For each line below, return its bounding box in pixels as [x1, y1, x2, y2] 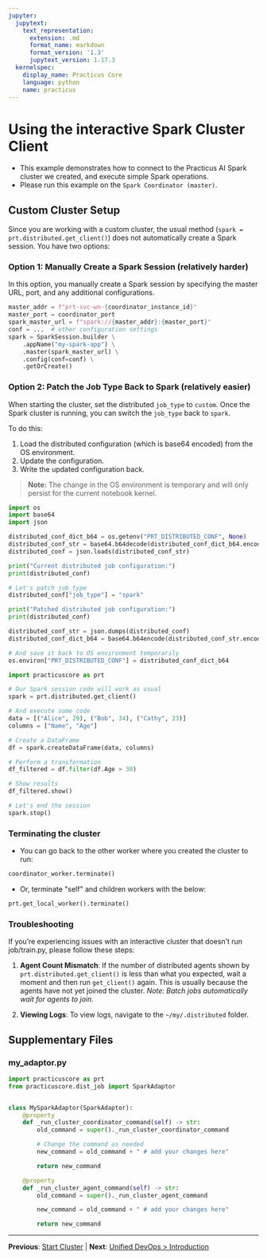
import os [8, 504, 41, 512]
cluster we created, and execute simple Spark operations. [19, 172, 209, 182]
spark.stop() [8, 809, 52, 817]
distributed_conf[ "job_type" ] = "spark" [8, 591, 145, 599]
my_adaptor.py [8, 1057, 68, 1068]
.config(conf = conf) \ [22, 355, 94, 363]
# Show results [8, 780, 59, 788]
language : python [22, 78, 80, 86]
